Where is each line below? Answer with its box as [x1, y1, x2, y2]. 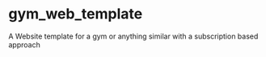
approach [8, 39, 40, 49]
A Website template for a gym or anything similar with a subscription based [8, 31, 259, 41]
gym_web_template [8, 5, 143, 23]
